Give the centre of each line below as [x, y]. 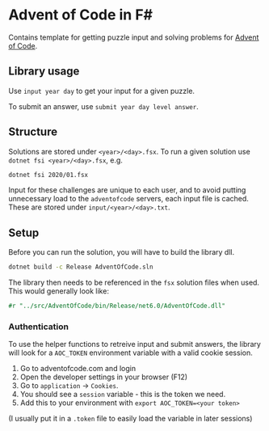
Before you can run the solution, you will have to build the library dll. [122, 252]
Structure [33, 132]
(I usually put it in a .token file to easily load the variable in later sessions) [130, 419]
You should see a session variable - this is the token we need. [123, 395]
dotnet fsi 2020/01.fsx [48, 175]
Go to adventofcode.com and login [78, 369]
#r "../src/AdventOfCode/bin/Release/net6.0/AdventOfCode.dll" [117, 306]
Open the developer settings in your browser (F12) [104, 377]
